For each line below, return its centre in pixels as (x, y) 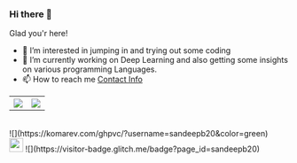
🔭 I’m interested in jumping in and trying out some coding (126, 50)
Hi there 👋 (31, 14)
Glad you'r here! (39, 34)
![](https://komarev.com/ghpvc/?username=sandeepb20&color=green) (139, 134)
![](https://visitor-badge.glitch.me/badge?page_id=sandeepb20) (142, 149)
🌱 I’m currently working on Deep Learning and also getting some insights (155, 60)
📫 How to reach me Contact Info (82, 80)
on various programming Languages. (90, 69)
